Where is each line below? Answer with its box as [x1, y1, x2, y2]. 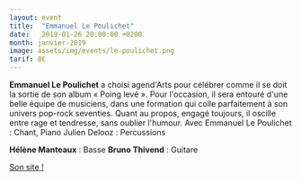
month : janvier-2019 [9, 38, 87, 47]
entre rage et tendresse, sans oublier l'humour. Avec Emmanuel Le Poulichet [9, 117, 292, 128]
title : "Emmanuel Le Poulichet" [9, 22, 135, 30]
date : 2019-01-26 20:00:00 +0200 [9, 30, 143, 39]
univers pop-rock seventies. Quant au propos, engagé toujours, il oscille [9, 108, 277, 118]
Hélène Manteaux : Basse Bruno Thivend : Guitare [9, 144, 199, 155]
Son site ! [9, 162, 44, 172]
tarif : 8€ [9, 55, 47, 64]
